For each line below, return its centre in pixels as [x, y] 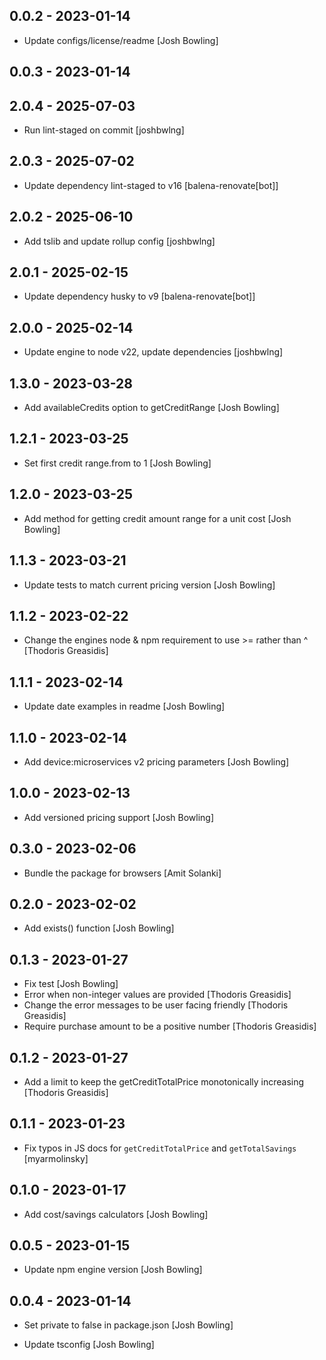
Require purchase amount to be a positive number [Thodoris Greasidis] [170, 1026]
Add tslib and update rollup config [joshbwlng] [119, 241]
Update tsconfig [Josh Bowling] [89, 1345]
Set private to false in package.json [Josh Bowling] [128, 1325]
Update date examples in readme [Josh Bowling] [124, 706]
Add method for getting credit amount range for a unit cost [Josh [157, 518]
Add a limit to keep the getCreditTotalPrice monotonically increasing [164, 1082]
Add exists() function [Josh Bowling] [99, 928]
